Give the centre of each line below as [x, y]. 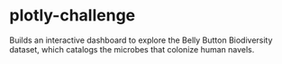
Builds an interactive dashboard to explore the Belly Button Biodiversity [141, 40]
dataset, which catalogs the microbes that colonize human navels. [132, 49]
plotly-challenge [73, 16]
